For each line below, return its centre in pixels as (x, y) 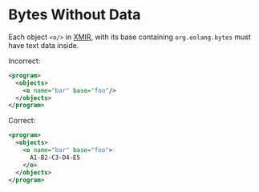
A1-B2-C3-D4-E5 (55, 158)
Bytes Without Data (75, 15)
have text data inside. (44, 45)
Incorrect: (24, 61)
